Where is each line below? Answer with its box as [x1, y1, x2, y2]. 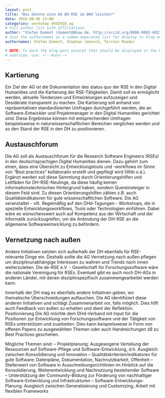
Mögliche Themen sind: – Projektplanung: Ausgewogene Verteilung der [5, 341, 149, 347]
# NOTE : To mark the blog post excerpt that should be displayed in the [5, 48, 157, 53]
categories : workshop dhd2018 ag [5, 21, 74, 26]
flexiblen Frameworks [5, 388, 49, 394]
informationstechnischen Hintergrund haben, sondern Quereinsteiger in [5, 185, 150, 191]
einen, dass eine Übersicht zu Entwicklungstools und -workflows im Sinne [5, 164, 155, 170]
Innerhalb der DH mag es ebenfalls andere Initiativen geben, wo [5, 289, 134, 296]
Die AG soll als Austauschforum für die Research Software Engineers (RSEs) [5, 153, 159, 159]
